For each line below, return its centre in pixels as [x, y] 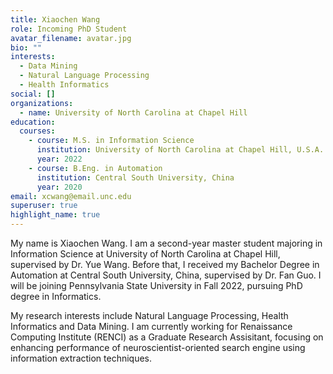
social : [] [33, 94]
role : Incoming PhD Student [69, 29]
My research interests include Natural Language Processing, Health [149, 315]
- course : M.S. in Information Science [111, 141]
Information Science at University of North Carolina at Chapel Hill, [145, 254]
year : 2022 [59, 159]
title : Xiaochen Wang [55, 19]
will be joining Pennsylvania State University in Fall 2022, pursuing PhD [156, 285]
